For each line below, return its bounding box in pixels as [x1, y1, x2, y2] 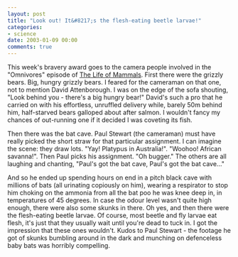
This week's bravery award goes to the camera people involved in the [7, 63, 212, 71]
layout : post [7, 10, 46, 18]
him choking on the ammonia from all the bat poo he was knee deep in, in [7, 189, 222, 197]
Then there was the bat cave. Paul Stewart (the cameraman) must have [7, 129, 216, 138]
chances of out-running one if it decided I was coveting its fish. [7, 116, 193, 124]
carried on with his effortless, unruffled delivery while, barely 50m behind [7, 101, 222, 109]
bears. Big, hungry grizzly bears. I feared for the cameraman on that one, [7, 78, 222, 86]
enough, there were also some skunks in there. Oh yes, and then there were [7, 204, 229, 212]
